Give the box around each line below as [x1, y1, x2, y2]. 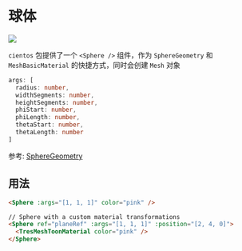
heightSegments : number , [15, 98, 98, 106]
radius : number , [15, 83, 69, 92]
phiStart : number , [15, 106, 77, 114]
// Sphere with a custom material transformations [8, 213, 181, 221]
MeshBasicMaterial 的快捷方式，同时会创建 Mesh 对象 [8, 60, 181, 70]
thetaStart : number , [15, 121, 84, 129]
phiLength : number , [15, 114, 81, 122]
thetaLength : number [15, 129, 84, 137]
